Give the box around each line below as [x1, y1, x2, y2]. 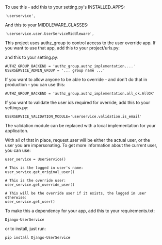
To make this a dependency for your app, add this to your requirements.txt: [5, 208, 155, 213]
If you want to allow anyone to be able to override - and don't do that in [5, 77, 147, 82]
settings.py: [5, 105, 29, 111]
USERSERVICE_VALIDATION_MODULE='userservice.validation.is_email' [5, 114, 142, 119]
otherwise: [5, 195, 27, 200]
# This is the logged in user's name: [5, 165, 83, 170]
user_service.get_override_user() [5, 182, 75, 187]
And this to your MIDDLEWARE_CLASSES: [5, 22, 89, 28]
